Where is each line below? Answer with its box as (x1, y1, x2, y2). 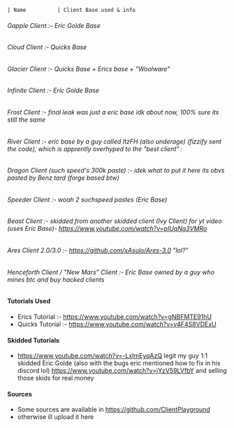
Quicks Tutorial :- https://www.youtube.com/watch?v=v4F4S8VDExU (17, 320, 217, 328)
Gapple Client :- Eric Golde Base (7, 21, 101, 29)
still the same (7, 115, 46, 124)
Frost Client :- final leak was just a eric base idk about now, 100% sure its (7, 108, 219, 117)
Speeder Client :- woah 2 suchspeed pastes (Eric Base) (7, 195, 168, 204)
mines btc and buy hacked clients (7, 275, 105, 283)
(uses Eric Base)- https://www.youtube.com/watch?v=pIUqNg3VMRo (7, 224, 207, 233)
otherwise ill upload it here (17, 413, 94, 421)
